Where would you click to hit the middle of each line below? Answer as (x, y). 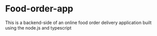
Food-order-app (39, 9)
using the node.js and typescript (38, 27)
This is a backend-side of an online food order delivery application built (78, 22)
